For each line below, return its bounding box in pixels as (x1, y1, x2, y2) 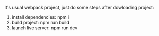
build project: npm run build (11, 20, 70, 25)
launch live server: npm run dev (11, 25, 78, 31)
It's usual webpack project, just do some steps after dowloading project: (4, 5, 154, 10)
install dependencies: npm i (11, 14, 69, 20)
